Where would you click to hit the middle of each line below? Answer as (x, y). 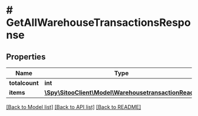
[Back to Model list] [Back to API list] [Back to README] (74, 107)
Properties (26, 57)
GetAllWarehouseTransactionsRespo (98, 23)
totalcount (24, 83)
